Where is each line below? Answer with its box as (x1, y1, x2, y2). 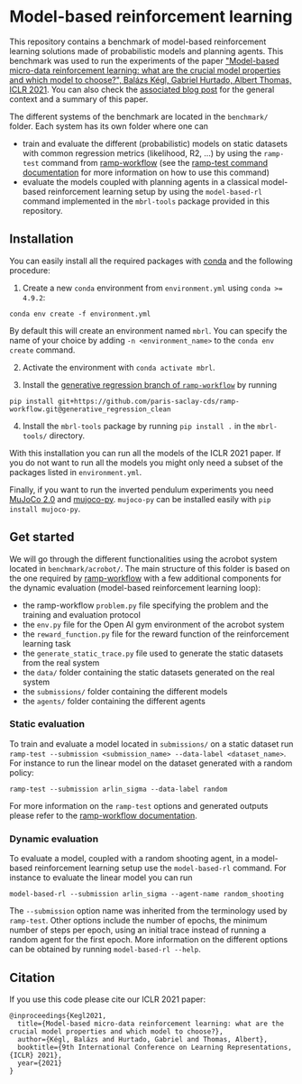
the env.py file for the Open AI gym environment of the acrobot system (22, 619, 285, 629)
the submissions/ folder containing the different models (22, 685, 228, 696)
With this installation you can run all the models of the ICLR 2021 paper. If (9, 447, 281, 458)
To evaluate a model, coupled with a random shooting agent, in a (9, 853, 250, 864)
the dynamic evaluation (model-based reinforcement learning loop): (9, 582, 261, 593)
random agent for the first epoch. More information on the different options (9, 934, 288, 945)
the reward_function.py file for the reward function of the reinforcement (22, 629, 290, 639)
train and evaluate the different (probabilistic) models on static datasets (22, 138, 288, 149)
